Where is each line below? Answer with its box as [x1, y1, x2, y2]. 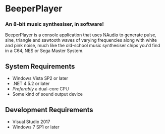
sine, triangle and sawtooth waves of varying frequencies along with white [5, 37, 157, 43]
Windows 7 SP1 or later [12, 124, 59, 130]
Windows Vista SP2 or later [12, 75, 68, 81]
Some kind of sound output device [12, 91, 83, 97]
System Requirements [5, 62, 75, 70]
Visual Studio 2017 [12, 119, 51, 125]
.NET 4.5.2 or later [12, 80, 50, 87]
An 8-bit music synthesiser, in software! [5, 21, 104, 28]
